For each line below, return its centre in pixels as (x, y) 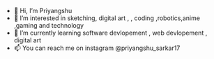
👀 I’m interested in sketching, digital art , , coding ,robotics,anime (107, 18)
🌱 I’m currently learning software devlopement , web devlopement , (110, 33)
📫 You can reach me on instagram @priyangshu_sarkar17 (97, 48)
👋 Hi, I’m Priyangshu (43, 11)
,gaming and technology (49, 25)
